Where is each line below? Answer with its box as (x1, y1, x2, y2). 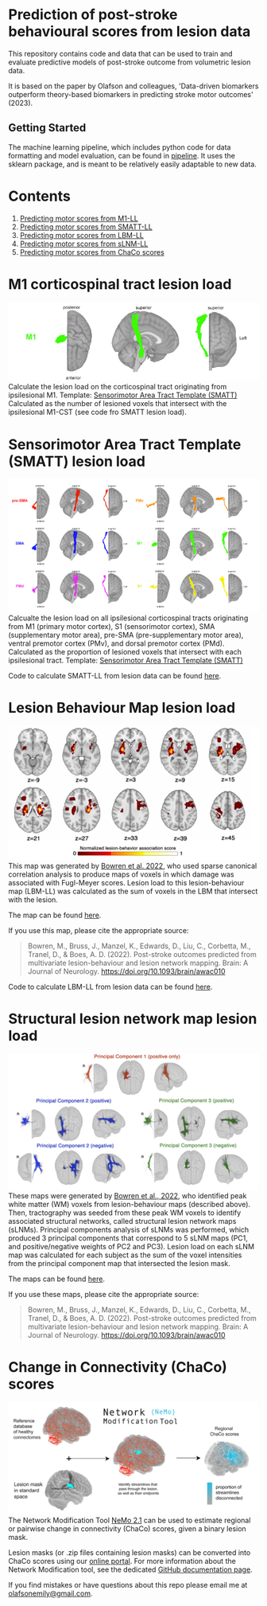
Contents (8, 187, 72, 205)
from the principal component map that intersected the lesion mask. (8, 1259, 230, 1268)
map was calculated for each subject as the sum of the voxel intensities (8, 1250, 242, 1260)
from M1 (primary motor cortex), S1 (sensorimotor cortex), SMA (8, 621, 215, 631)
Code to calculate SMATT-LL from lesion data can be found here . (8, 670, 222, 680)
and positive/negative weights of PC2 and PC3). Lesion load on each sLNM (8, 1242, 255, 1252)
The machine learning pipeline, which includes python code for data (8, 142, 231, 152)
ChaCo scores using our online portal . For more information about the (8, 1556, 236, 1565)
